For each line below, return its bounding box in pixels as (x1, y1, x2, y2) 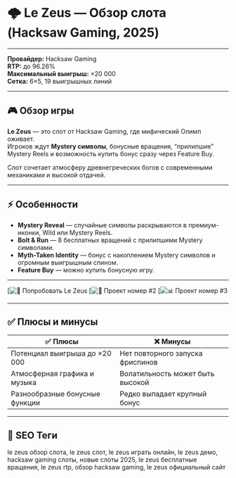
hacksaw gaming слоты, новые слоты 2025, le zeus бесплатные (7, 455, 197, 464)
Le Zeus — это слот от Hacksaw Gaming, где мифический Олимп (7, 127, 202, 135)
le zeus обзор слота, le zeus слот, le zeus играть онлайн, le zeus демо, (7, 448, 218, 457)
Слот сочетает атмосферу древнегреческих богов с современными (7, 163, 213, 172)
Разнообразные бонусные (11, 389, 100, 399)
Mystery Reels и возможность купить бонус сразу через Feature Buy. (7, 149, 214, 158)
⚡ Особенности (7, 199, 79, 210)
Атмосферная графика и (11, 369, 95, 379)
